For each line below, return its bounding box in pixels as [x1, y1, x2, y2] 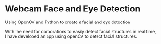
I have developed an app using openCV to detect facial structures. [5, 33, 137, 39]
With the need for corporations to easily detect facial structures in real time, [5, 28, 157, 34]
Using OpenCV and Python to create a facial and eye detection [5, 19, 130, 25]
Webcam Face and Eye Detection [5, 3, 141, 14]
